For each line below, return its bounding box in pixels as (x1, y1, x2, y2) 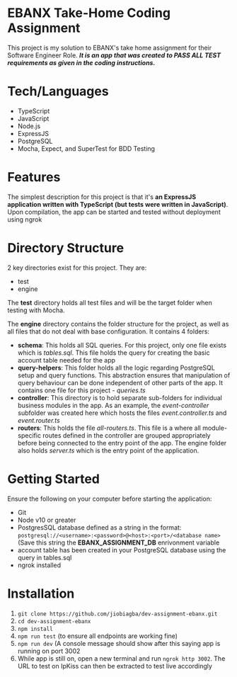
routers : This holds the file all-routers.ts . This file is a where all (17, 423, 202, 432)
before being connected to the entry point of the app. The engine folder (17, 438, 227, 447)
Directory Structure (7, 240, 125, 256)
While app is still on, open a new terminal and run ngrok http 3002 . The (17, 654, 226, 663)
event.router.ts (17, 416, 60, 424)
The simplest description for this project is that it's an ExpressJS (7, 193, 197, 201)
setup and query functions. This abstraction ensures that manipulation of (17, 370, 231, 380)
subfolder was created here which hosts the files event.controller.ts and (17, 409, 227, 417)
